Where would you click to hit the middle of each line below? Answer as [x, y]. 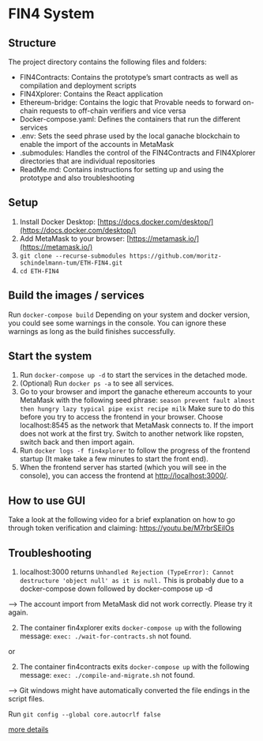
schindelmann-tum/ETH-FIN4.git [71, 263]
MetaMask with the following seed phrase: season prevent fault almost [137, 401]
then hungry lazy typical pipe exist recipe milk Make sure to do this [137, 408]
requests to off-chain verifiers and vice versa [113, 111]
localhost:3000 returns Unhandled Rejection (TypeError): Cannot [127, 572]
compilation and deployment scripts [78, 85]
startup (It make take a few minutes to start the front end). [114, 459]
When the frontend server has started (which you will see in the [123, 468]
